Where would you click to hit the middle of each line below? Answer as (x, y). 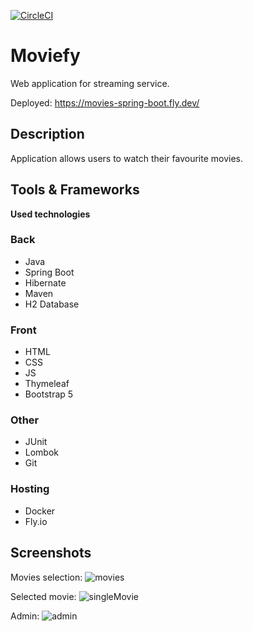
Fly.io (36, 521)
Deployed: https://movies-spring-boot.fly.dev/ (105, 102)
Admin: (25, 616)
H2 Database (52, 304)
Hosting (30, 489)
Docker (40, 511)
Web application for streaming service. (90, 83)
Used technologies (50, 214)
